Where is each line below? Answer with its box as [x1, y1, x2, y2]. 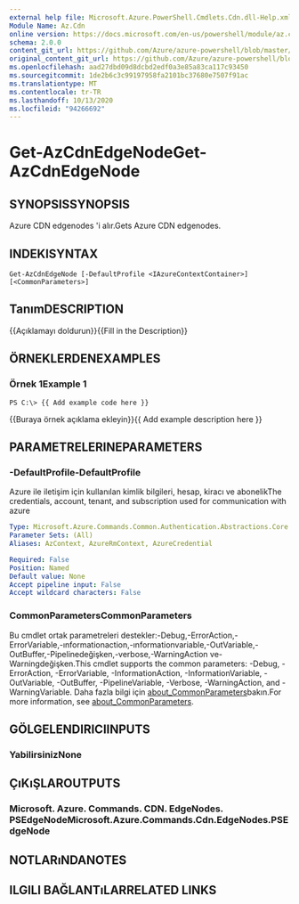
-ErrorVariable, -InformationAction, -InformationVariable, [54, 667, 263, 678]
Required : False [9, 555, 69, 564]
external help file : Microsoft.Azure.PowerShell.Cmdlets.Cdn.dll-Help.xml [9, 12, 293, 22]
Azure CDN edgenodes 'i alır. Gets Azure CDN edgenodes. [9, 220, 222, 232]
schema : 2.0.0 [9, 37, 62, 47]
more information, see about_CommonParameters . [9, 696, 194, 706]
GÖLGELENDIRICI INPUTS [9, 721, 151, 737]
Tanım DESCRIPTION [9, 302, 125, 317]
